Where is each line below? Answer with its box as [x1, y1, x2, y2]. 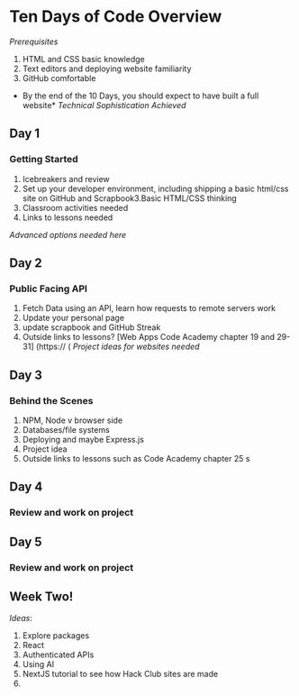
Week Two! [9, 589, 74, 605]
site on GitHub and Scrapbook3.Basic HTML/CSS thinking [22, 192, 237, 204]
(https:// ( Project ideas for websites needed [35, 341, 200, 353]
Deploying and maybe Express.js [22, 435, 144, 444]
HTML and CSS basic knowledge [22, 53, 146, 64]
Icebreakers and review [22, 173, 110, 184]
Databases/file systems [22, 425, 110, 435]
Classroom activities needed [22, 202, 129, 213]
